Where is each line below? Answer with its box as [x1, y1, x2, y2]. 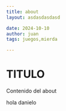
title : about [6, 8, 39, 15]
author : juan [6, 31, 39, 37]
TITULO [6, 67, 45, 81]
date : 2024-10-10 [6, 25, 50, 31]
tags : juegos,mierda [6, 37, 58, 43]
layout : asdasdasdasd [6, 14, 61, 20]
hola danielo [6, 99, 37, 106]
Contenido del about [6, 88, 57, 95]
